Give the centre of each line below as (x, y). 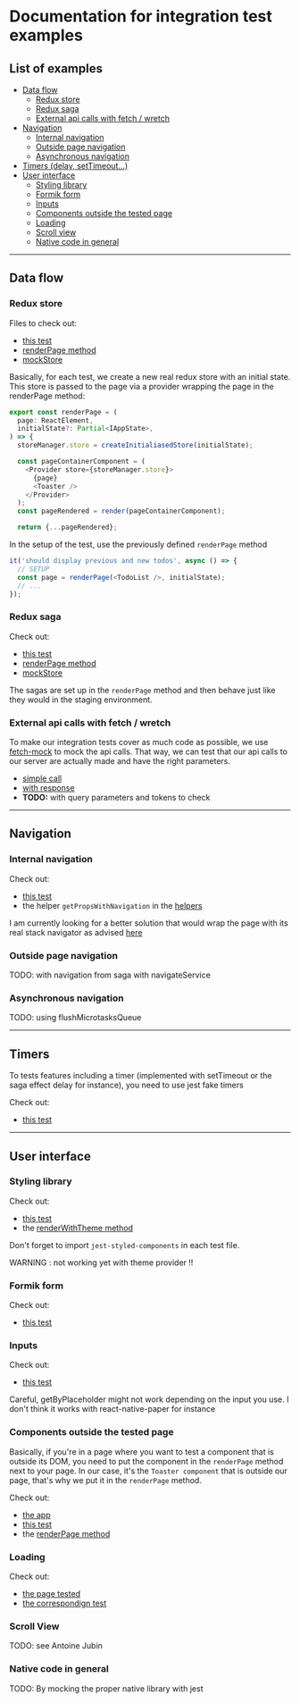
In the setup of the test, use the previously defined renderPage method (138, 545)
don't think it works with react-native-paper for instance (112, 1409)
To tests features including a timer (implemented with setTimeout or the (141, 1076)
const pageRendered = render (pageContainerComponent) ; (121, 511)
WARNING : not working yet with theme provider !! (101, 1263)
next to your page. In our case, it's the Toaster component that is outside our (149, 1471)
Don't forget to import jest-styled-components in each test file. (125, 1245)
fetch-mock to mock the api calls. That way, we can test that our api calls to (149, 751)
